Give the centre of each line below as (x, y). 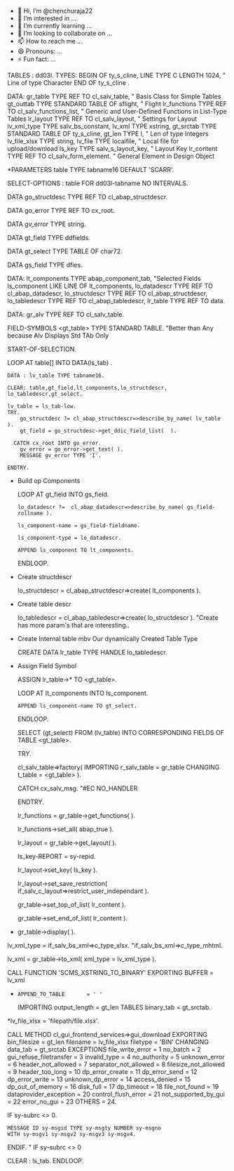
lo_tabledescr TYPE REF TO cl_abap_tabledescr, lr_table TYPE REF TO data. (116, 301)
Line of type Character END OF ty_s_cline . (68, 83)
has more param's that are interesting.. (73, 625)
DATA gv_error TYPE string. (47, 224)
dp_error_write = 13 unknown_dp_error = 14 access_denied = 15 (99, 1079)
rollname (30, 513)
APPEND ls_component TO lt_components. (76, 550)
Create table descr (44, 604)
